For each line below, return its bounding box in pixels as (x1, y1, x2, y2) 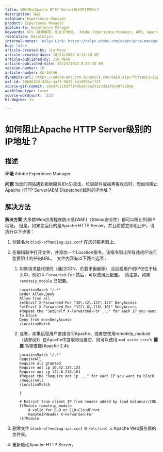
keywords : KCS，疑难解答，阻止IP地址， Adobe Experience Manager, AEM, (5, 30, 145, 34)
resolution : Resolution (5, 34, 53, 39)
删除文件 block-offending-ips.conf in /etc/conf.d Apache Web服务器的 (12, 425, 157, 431)
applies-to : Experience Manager (5, 25, 70, 30)
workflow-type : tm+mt (5, 88, 49, 93)
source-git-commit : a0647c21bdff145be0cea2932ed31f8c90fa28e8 (5, 84, 133, 89)
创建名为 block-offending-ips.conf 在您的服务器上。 (12, 239, 118, 245)
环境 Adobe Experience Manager (5, 171, 71, 177)
